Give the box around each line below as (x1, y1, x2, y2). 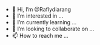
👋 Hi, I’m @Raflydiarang (12, 6, 72, 13)
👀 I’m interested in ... (12, 12, 64, 19)
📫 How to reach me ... (12, 32, 68, 39)
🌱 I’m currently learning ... (12, 19, 77, 26)
